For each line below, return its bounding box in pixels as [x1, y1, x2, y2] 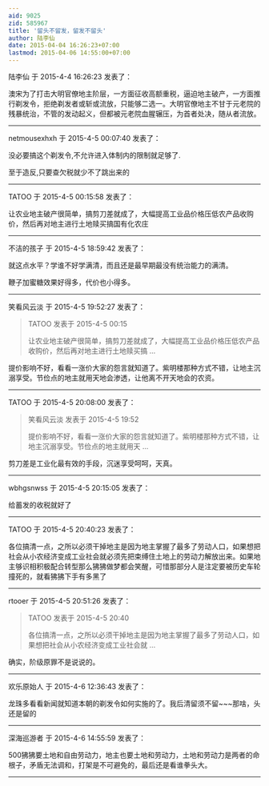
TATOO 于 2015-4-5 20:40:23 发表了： [8, 525, 136, 534]
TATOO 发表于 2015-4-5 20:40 [27, 613, 130, 623]
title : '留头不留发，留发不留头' [8, 26, 106, 34]
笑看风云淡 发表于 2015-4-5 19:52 [27, 415, 139, 424]
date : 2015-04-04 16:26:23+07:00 [8, 42, 120, 50]
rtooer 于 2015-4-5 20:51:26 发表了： [8, 596, 131, 605]
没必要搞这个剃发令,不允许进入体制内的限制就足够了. [8, 150, 182, 160]
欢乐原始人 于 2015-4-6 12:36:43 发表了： [8, 682, 147, 691]
